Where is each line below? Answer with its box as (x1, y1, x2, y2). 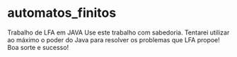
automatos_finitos (7, 5, 117, 21)
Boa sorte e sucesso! (7, 43, 69, 51)
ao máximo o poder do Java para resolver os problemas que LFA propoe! (7, 35, 221, 44)
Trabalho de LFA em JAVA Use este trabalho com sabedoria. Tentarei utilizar (7, 28, 230, 37)
